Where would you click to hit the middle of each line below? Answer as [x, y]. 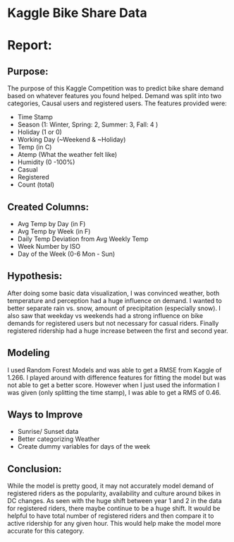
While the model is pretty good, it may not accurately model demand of [111, 486]
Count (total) [36, 184]
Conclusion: [35, 469]
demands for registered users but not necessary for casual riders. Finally [113, 323]
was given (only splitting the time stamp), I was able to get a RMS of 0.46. [114, 392]
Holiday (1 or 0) [39, 132]
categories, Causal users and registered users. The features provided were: [117, 103]
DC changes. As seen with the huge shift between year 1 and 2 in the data [115, 501]
